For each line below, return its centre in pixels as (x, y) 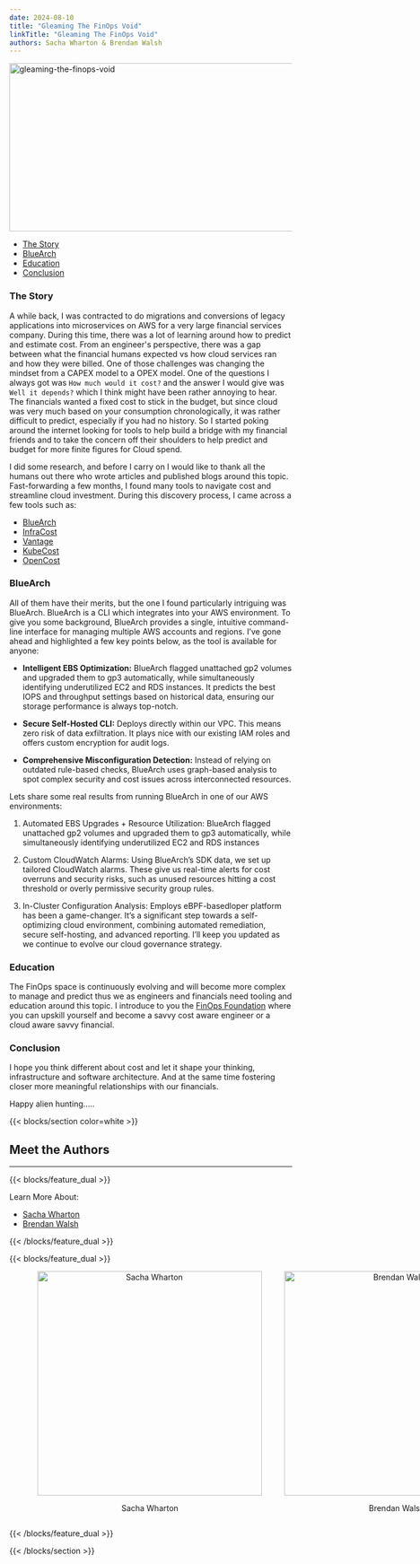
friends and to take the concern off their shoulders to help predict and (139, 440)
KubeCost (41, 550)
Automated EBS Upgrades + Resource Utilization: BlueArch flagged (146, 823)
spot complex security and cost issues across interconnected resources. (157, 779)
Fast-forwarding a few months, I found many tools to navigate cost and (140, 485)
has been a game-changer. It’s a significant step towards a (131, 915)
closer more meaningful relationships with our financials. (114, 1087)
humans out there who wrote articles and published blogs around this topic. (149, 476)
